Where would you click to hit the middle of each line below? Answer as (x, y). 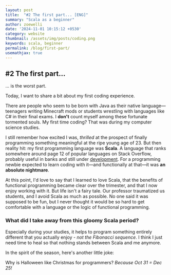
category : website (25, 34)
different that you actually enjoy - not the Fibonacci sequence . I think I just (84, 237)
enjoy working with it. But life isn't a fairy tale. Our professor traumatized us (85, 191)
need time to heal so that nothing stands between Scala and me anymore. (83, 242)
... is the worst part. (26, 86)
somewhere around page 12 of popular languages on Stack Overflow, (79, 154)
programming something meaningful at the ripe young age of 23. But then (83, 143)
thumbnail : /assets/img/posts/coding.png (50, 39)
